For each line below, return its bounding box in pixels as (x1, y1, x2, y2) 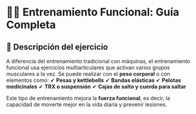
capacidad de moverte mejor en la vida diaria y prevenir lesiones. (6, 101, 168, 108)
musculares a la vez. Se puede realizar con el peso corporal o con (6, 70, 171, 77)
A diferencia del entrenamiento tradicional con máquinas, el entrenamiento (6, 58, 191, 64)
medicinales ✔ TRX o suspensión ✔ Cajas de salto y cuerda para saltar (6, 83, 186, 90)
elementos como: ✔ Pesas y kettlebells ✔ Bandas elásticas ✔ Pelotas (6, 77, 182, 84)
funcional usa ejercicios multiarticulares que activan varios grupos (6, 64, 170, 71)
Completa (6, 18, 56, 32)
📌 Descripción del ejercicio (6, 42, 108, 52)
